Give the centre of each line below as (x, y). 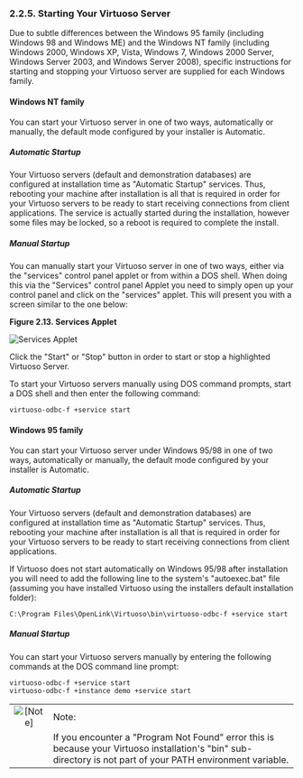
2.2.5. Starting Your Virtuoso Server (90, 14)
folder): (23, 597)
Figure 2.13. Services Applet (63, 322)
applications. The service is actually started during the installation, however (150, 213)
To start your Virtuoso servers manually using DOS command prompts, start (150, 384)
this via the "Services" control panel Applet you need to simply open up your (151, 285)
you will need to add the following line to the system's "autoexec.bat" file (145, 578)
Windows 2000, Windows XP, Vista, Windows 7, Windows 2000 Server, (142, 52)
